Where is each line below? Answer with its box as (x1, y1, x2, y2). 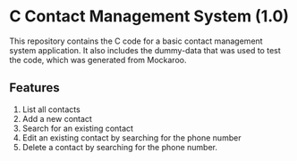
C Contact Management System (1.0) (9, 6, 289, 27)
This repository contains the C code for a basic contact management (9, 36, 263, 46)
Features (9, 80, 60, 95)
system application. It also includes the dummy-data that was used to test (9, 44, 282, 55)
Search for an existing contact (21, 123, 134, 133)
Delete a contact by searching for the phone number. (21, 141, 217, 152)
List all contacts (21, 104, 81, 115)
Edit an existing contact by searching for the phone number (21, 132, 242, 143)
